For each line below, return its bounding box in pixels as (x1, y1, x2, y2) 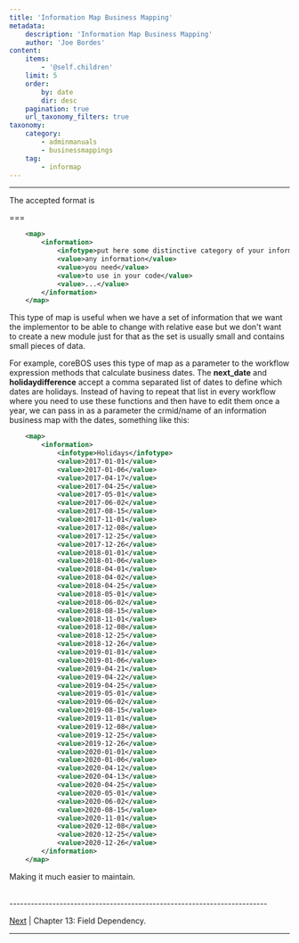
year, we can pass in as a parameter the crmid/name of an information (9, 405, 267, 416)
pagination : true (25, 104, 90, 113)
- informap (41, 162, 82, 171)
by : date (41, 87, 74, 96)
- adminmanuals (41, 137, 98, 146)
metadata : (9, 21, 46, 30)
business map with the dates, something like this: (9, 415, 190, 426)
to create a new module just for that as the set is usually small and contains (9, 331, 285, 342)
